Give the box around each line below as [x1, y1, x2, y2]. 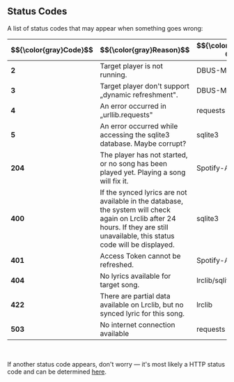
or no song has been [100, 158, 167, 168]
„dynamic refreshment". [100, 90, 179, 100]
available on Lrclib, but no [100, 300, 184, 310]
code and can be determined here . [7, 367, 107, 376]
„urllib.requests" [100, 109, 153, 119]
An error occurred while [100, 121, 178, 131]
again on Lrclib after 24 [100, 213, 176, 223]
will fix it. [100, 176, 129, 185]
